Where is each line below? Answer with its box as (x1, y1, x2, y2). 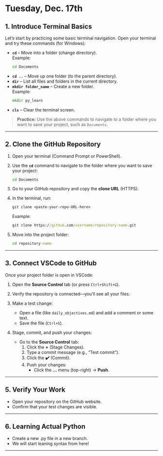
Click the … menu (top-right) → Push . (33, 367, 110, 373)
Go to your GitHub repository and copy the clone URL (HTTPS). (12, 186, 139, 192)
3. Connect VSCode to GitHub (5, 259, 97, 268)
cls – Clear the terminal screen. (12, 107, 75, 112)
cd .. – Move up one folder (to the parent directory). (12, 73, 117, 79)
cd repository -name (12, 241, 52, 246)
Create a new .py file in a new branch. (12, 435, 88, 441)
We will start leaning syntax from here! (12, 440, 89, 446)
